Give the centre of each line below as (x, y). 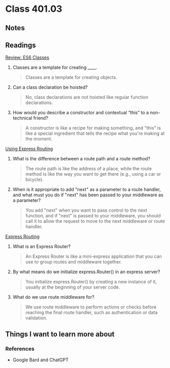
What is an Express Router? (42, 247)
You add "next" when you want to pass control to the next (86, 210)
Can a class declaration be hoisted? (50, 87)
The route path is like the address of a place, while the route (89, 169)
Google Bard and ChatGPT (41, 360)
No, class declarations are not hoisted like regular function (87, 97)
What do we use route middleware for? (53, 297)
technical (22, 118)
